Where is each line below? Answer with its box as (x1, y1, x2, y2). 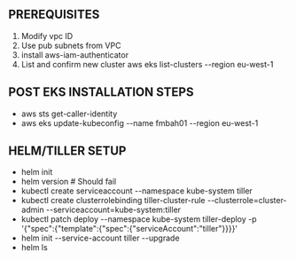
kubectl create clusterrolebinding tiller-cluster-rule (20, 195, 206, 206)
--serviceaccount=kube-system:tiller (46, 204, 182, 216)
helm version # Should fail (20, 177, 117, 187)
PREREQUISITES (8, 7, 100, 22)
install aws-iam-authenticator (20, 49, 129, 60)
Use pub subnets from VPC (20, 40, 121, 51)
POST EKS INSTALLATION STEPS (8, 84, 194, 100)
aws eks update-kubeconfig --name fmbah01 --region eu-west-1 (20, 117, 259, 128)
